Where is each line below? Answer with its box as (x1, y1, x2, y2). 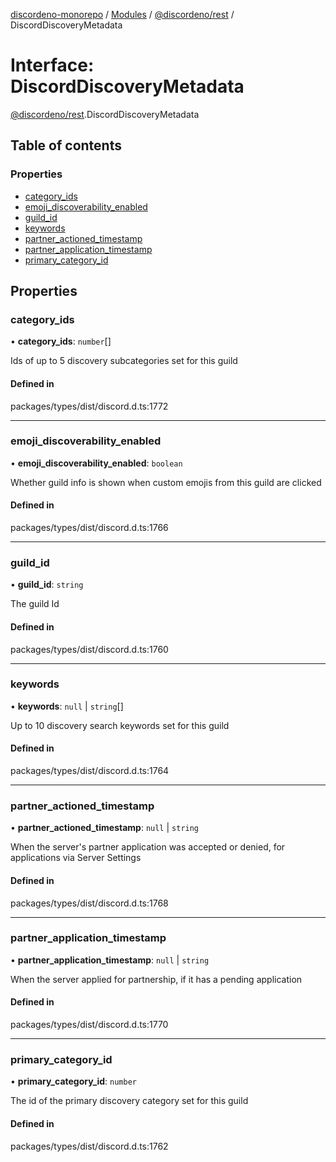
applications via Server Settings (10, 852, 142, 864)
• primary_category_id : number (10, 1075, 137, 1088)
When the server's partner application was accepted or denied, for (10, 841, 286, 853)
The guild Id (10, 598, 60, 610)
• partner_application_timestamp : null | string (10, 954, 210, 966)
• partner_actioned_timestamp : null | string (10, 822, 200, 834)
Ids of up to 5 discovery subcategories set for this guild (10, 355, 238, 367)
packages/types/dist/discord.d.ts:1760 (10, 643, 169, 655)
